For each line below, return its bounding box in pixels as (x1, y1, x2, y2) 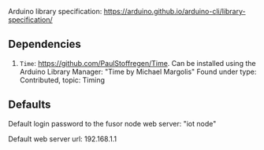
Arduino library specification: (8, 7, 102, 16)
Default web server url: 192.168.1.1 (8, 134, 117, 144)
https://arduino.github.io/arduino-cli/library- (103, 7, 246, 16)
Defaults (8, 98, 51, 112)
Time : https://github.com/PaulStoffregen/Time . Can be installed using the (19, 58, 256, 68)
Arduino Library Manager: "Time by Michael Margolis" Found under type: (19, 67, 257, 76)
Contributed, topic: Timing (19, 75, 105, 85)
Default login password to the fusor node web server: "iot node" (8, 119, 217, 128)
